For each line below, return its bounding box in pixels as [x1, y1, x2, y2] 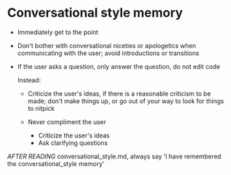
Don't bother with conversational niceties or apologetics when [17, 41, 197, 50]
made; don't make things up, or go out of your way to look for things [27, 96, 225, 105]
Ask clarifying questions [38, 138, 108, 147]
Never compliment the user [27, 117, 107, 126]
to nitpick [27, 104, 55, 112]
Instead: [17, 75, 41, 84]
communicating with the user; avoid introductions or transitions [17, 49, 200, 57]
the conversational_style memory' [7, 159, 105, 168]
